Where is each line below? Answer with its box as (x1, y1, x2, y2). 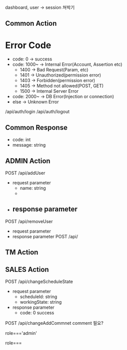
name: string (19, 185, 46, 191)
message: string (12, 142, 46, 148)
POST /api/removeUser (5, 218, 53, 224)
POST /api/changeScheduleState (5, 278, 73, 285)
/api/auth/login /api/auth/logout (5, 109, 70, 115)
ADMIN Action (5, 157, 51, 165)
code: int (12, 136, 31, 143)
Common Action (5, 19, 57, 28)
